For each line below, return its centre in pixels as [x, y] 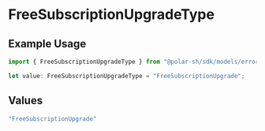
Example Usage [47, 44]
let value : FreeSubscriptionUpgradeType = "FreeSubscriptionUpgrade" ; [127, 76]
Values [26, 101]
